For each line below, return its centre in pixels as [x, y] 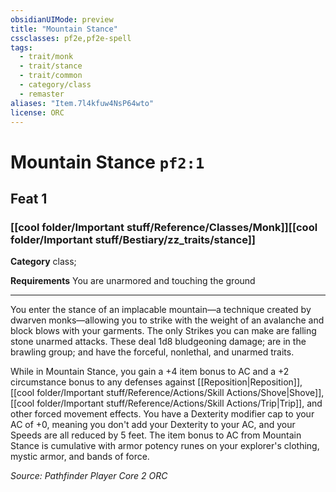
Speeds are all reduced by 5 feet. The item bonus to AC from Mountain [156, 435]
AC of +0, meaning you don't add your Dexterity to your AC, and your [153, 425]
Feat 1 [29, 198]
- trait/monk [46, 57]
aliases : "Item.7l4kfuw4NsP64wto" [82, 103]
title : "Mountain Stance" [64, 29]
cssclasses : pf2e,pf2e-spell [71, 38]
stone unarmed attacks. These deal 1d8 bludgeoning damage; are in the [158, 342]
